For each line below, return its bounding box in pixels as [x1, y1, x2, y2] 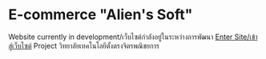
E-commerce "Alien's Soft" [8, 6, 193, 24]
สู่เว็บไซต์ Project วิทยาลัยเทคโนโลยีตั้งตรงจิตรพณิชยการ [8, 41, 160, 50]
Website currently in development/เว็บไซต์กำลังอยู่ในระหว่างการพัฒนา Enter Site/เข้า [8, 32, 258, 41]
